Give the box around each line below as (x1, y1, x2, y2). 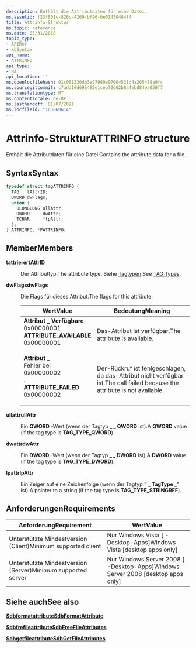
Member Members (6, 244, 73, 253)
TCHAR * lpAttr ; (16, 216, 64, 222)
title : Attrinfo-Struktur (6, 19, 69, 25)
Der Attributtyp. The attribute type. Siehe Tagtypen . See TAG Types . (20, 270, 181, 277)
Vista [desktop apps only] (107, 546, 178, 554)
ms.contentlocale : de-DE (6, 95, 66, 101)
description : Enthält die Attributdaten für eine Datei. (6, 8, 148, 15)
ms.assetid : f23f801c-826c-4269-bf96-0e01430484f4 (6, 14, 132, 20)
